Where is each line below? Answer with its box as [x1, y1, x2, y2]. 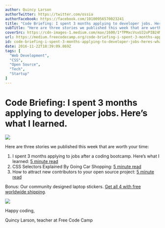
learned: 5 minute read [12, 158, 58, 164]
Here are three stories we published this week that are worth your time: [5, 143, 149, 149]
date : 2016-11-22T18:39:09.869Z [5, 44, 71, 49]
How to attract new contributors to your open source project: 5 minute [12, 168, 155, 175]
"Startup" [9, 71, 29, 76]
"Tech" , [9, 67, 26, 72]
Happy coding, [5, 207, 35, 213]
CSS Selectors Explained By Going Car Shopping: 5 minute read [12, 163, 141, 169]
